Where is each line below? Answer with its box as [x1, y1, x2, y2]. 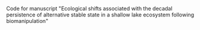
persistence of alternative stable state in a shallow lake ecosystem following [6, 11, 195, 18]
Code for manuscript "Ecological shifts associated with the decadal [6, 5, 173, 12]
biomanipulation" [6, 18, 49, 24]
